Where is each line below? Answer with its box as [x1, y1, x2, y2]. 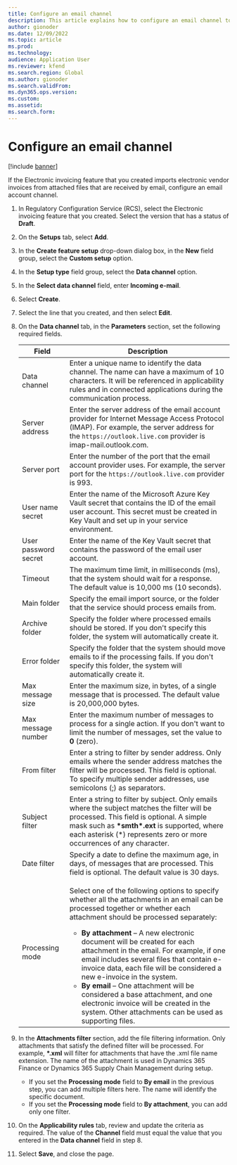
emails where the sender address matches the [69, 756, 222, 766]
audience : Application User [8, 56, 91, 63]
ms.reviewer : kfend [8, 63, 65, 70]
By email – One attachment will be [81, 981, 195, 991]
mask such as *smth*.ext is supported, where [69, 820, 224, 830]
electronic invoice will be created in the [81, 998, 210, 1008]
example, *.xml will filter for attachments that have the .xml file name [18, 1049, 218, 1057]
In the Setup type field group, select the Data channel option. [18, 267, 198, 276]
